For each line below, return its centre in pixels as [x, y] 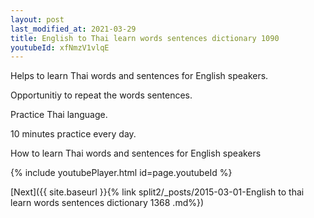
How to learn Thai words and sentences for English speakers [136, 153]
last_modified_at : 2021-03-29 [73, 29]
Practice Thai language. [59, 115]
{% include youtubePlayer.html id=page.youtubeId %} [121, 173]
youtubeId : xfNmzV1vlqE [60, 47]
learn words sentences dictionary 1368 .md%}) [107, 203]
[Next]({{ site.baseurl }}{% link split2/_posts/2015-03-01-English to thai [157, 192]
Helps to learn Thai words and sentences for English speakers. [139, 76]
